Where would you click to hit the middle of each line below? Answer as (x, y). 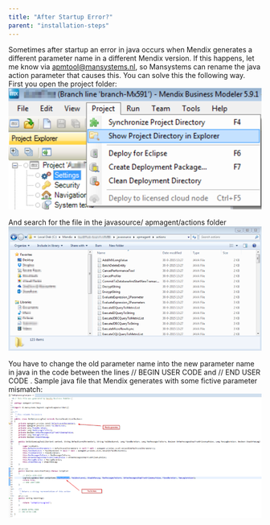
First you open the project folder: (63, 84)
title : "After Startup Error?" (61, 17)
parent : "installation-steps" (59, 25)
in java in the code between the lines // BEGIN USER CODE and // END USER (135, 372)
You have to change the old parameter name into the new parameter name (131, 363)
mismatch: (25, 389)
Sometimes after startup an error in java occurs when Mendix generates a (131, 49)
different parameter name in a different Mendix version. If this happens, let (131, 58)
